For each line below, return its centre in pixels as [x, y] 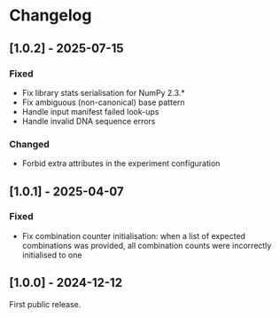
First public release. [45, 304]
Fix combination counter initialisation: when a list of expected [134, 235]
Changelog [51, 16]
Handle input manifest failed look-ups [90, 111]
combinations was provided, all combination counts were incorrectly [147, 245]
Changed [30, 144]
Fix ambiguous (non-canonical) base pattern [103, 102]
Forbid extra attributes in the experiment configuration [121, 163]
